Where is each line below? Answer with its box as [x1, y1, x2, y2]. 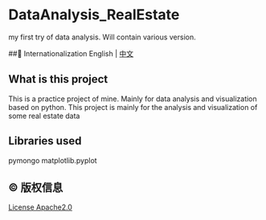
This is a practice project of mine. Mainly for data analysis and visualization [8, 94, 257, 104]
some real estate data [8, 111, 80, 120]
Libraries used [8, 134, 82, 148]
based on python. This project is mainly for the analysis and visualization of [8, 102, 258, 112]
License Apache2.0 [8, 202, 72, 212]
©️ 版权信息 [8, 181, 63, 194]
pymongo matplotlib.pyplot [8, 155, 98, 165]
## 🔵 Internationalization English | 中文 [8, 48, 134, 58]
